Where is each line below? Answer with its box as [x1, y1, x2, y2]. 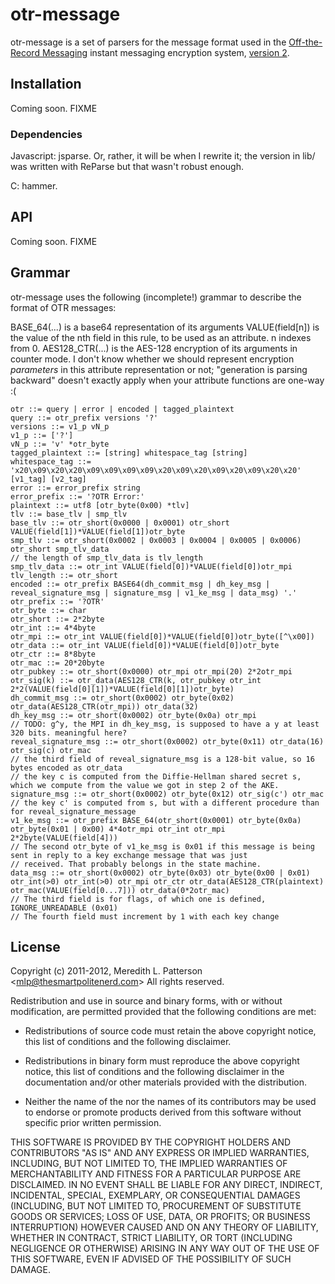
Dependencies [10, 127, 83, 141]
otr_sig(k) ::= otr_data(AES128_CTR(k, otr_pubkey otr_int [10, 675, 262, 685]
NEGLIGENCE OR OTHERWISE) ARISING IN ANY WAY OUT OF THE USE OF [10, 1243, 320, 1255]
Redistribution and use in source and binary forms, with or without [10, 995, 283, 1007]
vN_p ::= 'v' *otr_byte [10, 439, 110, 449]
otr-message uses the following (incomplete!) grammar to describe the [10, 291, 302, 303]
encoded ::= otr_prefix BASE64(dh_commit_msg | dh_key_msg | [10, 579, 271, 589]
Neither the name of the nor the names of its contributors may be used [24, 1096, 317, 1108]
